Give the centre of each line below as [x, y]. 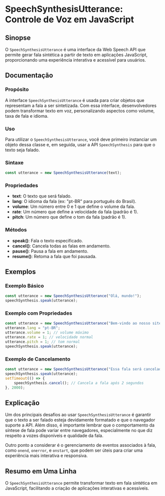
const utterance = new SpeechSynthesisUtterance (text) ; [63, 173]
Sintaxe [14, 163]
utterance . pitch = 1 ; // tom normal [42, 342]
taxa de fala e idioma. [27, 116]
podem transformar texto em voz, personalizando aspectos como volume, [80, 111]
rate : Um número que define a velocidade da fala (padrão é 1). [75, 212]
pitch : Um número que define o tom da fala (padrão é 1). [69, 217]
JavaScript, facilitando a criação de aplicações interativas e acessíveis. [77, 488]
